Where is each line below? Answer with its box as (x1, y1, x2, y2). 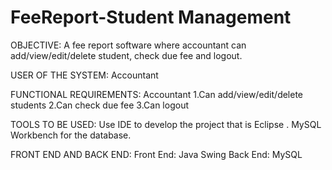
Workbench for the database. (10, 129, 132, 141)
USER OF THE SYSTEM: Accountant (10, 69, 159, 81)
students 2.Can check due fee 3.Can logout (10, 99, 189, 111)
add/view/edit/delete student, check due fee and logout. (10, 49, 243, 61)
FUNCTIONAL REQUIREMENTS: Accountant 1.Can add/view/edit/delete (10, 88, 304, 100)
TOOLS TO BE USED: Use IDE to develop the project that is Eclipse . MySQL (10, 118, 322, 130)
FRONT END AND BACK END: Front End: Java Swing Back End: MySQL (10, 148, 303, 160)
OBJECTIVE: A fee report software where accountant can (10, 39, 247, 51)
